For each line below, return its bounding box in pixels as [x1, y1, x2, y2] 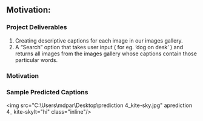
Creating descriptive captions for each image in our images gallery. [15, 36, 183, 44]
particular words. [15, 56, 58, 63]
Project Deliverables [6, 23, 67, 32]
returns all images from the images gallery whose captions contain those [15, 50, 197, 57]
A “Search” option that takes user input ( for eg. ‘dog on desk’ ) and [15, 43, 184, 50]
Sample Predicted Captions [6, 88, 88, 96]
